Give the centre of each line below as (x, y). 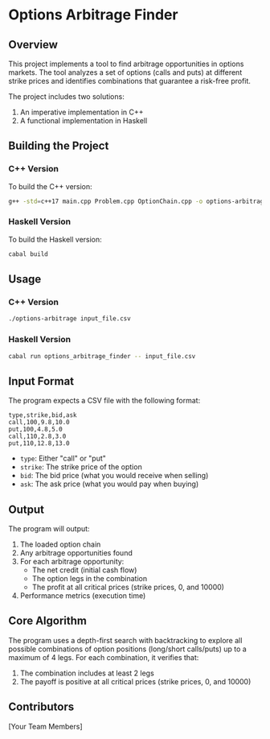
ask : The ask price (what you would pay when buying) (109, 484)
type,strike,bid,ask (43, 415)
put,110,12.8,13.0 (39, 444)
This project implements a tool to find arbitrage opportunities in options (126, 64)
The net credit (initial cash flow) (84, 570)
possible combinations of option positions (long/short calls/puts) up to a (127, 649)
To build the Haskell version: (55, 239)
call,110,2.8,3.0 (37, 436)
